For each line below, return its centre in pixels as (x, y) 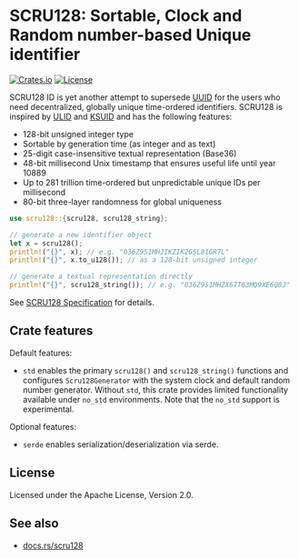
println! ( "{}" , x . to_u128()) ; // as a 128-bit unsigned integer (134, 260)
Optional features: (43, 426)
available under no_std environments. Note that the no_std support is (151, 399)
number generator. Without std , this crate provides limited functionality (155, 389)
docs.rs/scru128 (53, 545)
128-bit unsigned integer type (78, 134)
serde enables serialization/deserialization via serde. (120, 444)
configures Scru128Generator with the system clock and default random (156, 380)
